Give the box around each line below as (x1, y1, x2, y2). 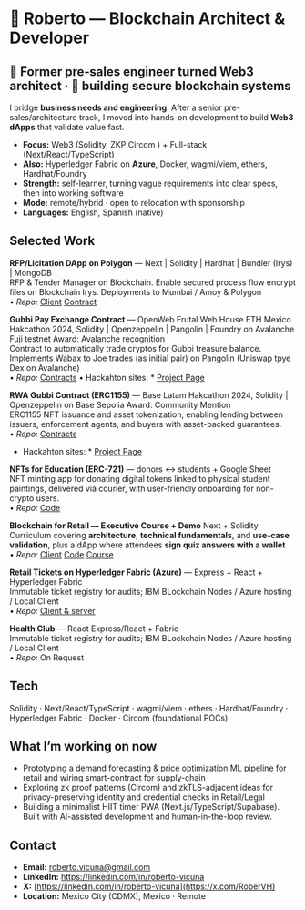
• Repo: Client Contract (9, 296, 97, 307)
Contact (9, 837, 56, 853)
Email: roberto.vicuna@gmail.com (22, 862, 151, 873)
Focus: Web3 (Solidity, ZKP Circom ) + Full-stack (22, 139, 208, 149)
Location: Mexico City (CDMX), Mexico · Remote (22, 891, 207, 902)
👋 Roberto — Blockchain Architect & (9, 8, 286, 29)
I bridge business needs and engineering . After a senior (9, 102, 222, 113)
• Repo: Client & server (9, 605, 96, 616)
